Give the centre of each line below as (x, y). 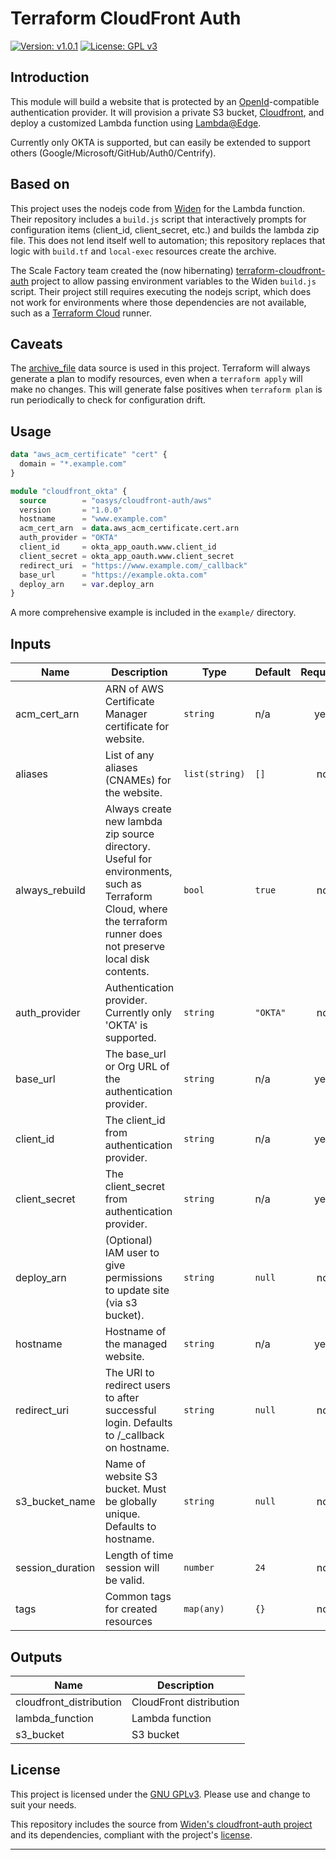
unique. (122, 1514)
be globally (131, 1502)
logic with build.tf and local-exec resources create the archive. (143, 251)
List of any (129, 755)
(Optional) (128, 1240)
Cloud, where (136, 909)
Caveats (36, 343)
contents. (127, 972)
